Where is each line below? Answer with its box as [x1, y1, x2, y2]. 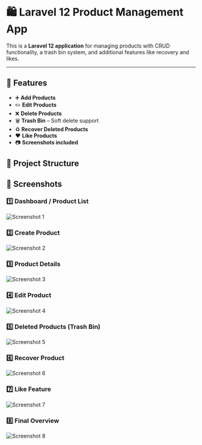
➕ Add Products [14, 94, 56, 101]
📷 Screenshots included [14, 138, 78, 146]
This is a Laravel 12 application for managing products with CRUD [6, 42, 170, 49]
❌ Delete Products [14, 109, 62, 117]
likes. [6, 55, 19, 62]
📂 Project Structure [6, 158, 79, 169]
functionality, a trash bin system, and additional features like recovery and [6, 48, 189, 55]
